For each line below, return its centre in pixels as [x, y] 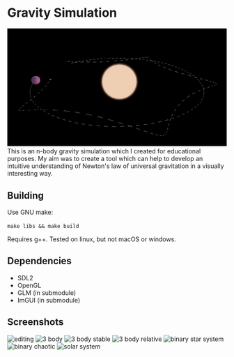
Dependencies [39, 261]
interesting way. [30, 174]
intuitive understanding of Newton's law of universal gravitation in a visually [116, 166]
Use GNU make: [30, 212]
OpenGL [29, 285]
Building [25, 196]
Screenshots [36, 322]
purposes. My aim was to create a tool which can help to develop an [105, 159]
